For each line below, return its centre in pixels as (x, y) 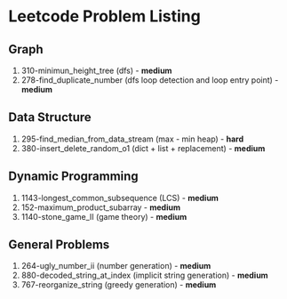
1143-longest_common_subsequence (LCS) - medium (120, 198)
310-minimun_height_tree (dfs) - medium (96, 70)
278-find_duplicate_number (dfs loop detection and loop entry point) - (150, 80)
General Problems (59, 245)
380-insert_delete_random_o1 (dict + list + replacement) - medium (143, 148)
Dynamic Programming (73, 177)
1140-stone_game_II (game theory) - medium (104, 216)
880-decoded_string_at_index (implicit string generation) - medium (144, 275)
